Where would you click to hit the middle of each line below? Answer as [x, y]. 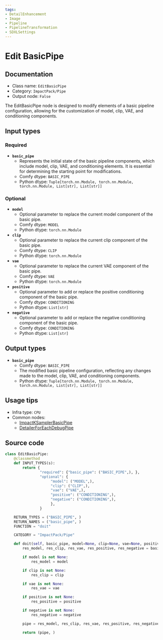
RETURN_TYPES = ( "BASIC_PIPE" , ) [48, 517]
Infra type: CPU [26, 412]
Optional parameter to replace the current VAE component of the [84, 266]
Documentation [29, 74]
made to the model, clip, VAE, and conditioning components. [80, 376]
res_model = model [49, 562]
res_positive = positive [56, 602]
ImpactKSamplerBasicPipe [46, 422]
